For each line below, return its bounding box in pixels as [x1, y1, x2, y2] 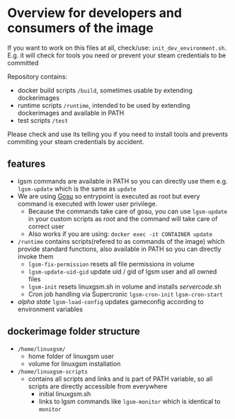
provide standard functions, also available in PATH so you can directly [17, 245, 222, 253]
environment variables [17, 305, 84, 313]
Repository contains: [7, 72, 68, 81]
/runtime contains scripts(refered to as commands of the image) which [17, 237, 225, 245]
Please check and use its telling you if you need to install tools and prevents [7, 130, 229, 138]
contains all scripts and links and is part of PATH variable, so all [28, 374, 213, 383]
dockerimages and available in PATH [17, 108, 125, 117]
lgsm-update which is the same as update [17, 184, 137, 193]
